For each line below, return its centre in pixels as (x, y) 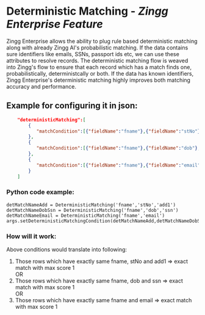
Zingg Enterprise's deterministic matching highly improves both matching (99, 80)
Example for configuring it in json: (72, 106)
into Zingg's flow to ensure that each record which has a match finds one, (99, 67)
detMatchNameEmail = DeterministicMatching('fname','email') (86, 215)
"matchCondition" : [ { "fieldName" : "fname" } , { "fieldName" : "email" (118, 165)
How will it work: (31, 236)
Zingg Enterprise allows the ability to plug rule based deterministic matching (102, 41)
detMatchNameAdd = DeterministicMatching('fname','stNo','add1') (91, 205)
